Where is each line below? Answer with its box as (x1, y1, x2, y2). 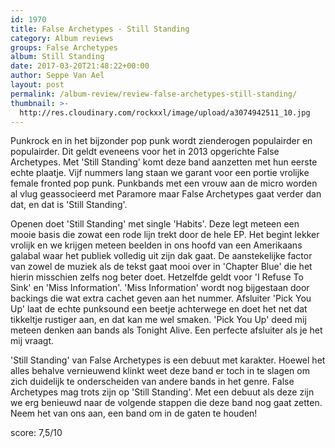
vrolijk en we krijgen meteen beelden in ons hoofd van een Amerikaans (10, 239, 303, 251)
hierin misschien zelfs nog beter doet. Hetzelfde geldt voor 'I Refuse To (10, 271, 304, 283)
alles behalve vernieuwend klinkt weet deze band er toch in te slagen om (10, 365, 310, 377)
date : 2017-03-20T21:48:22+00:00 (10, 61, 150, 71)
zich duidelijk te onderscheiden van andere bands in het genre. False (10, 376, 295, 388)
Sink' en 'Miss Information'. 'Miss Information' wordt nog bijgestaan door (10, 282, 310, 294)
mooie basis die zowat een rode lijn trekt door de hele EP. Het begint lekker (10, 229, 320, 241)
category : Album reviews (10, 33, 114, 43)
